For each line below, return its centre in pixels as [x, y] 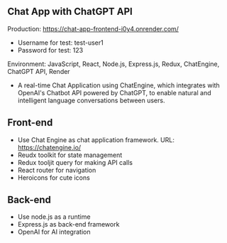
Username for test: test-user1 [61, 43]
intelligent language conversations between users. [91, 100]
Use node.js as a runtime [54, 217]
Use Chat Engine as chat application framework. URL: [96, 140]
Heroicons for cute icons [54, 178]
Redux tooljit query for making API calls [75, 162]
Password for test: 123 [50, 50]
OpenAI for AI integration [54, 232]
